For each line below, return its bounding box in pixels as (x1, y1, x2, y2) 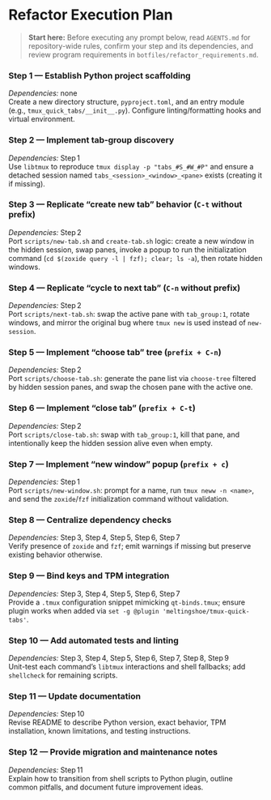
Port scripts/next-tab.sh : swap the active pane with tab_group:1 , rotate (8, 310, 250, 319)
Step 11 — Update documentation (8, 691, 142, 702)
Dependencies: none (8, 88, 78, 98)
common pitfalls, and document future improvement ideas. (8, 782, 204, 792)
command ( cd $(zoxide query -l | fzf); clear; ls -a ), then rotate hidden (8, 253, 263, 263)
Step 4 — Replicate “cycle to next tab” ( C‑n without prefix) (8, 282, 241, 293)
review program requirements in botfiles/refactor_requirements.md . (28, 49, 259, 59)
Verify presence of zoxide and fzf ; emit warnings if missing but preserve (8, 541, 252, 551)
